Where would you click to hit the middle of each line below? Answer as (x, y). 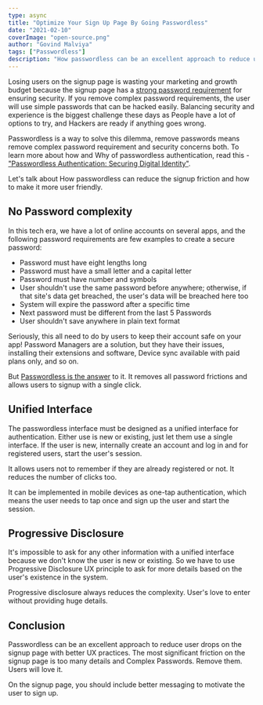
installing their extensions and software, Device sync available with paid (124, 352)
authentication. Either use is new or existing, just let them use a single (121, 437)
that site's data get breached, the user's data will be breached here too (134, 296)
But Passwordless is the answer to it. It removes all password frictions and (128, 376)
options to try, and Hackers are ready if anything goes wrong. (107, 123)
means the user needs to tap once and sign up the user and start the (119, 500)
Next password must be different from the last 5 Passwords (115, 312)
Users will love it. (36, 670)
